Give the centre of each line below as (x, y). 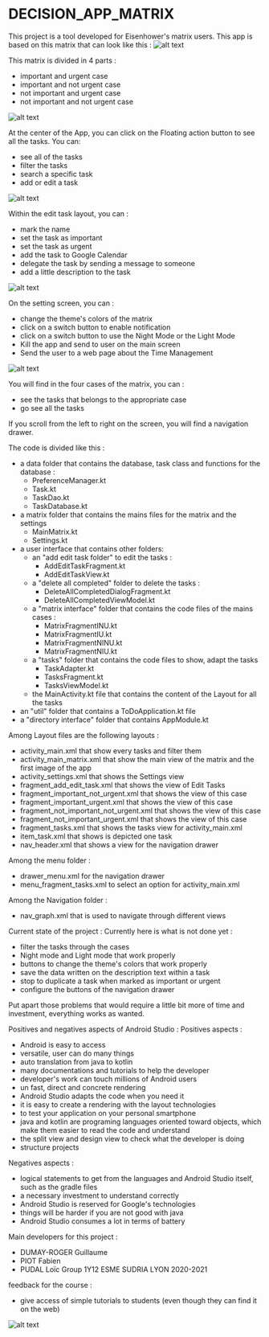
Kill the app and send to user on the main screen (100, 344)
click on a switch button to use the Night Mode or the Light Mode (127, 335)
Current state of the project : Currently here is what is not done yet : (120, 931)
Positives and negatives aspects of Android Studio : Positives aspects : (125, 1029)
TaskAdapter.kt (69, 668)
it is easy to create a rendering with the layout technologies (118, 1104)
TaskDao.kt (51, 497)
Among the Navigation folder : (58, 900)
